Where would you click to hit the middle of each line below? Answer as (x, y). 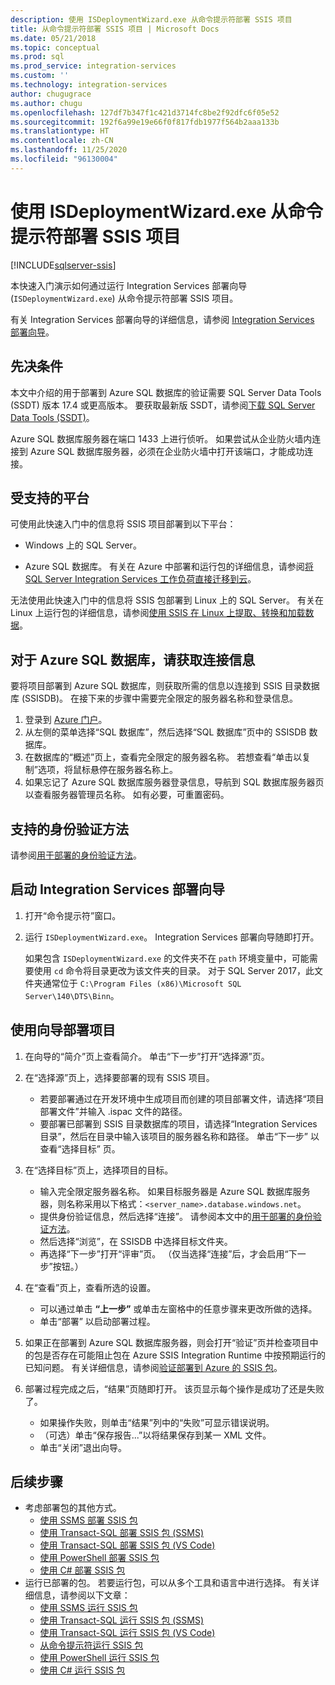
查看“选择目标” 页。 (80, 1148)
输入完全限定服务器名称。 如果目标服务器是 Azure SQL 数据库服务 (175, 1191)
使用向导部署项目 (63, 1030)
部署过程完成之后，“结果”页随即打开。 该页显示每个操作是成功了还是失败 (174, 1388)
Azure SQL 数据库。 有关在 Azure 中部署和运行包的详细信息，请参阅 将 (169, 567)
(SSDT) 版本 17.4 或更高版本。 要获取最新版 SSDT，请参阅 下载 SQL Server (163, 405)
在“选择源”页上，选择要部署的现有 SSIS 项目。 (119, 1077)
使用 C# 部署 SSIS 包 (82, 1570)
